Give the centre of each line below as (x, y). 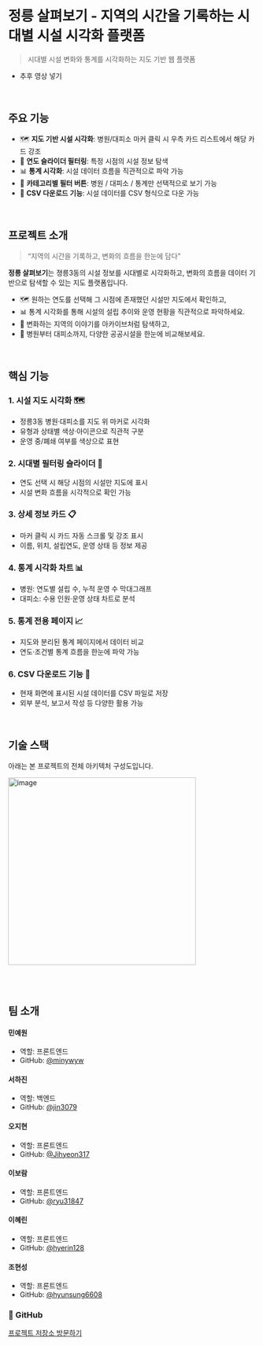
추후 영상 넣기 (41, 76)
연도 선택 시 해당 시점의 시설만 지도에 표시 (83, 482)
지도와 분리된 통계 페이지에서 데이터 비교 (81, 642)
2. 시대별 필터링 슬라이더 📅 (56, 464)
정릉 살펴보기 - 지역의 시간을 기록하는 (121, 16)
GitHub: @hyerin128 (52, 1247)
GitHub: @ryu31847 (52, 1201)
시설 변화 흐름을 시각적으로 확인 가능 (75, 492)
